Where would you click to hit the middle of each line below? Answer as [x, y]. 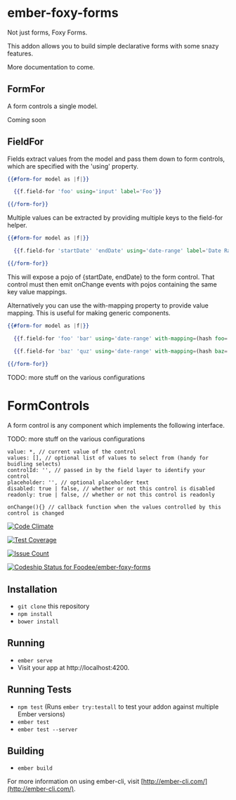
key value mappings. [37, 291]
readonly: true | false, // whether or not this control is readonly [111, 495]
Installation [32, 589]
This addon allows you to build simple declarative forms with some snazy [113, 46]
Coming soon [27, 119]
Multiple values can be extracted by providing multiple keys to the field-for [115, 218]
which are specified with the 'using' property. [73, 166]
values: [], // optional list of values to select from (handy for [108, 458]
